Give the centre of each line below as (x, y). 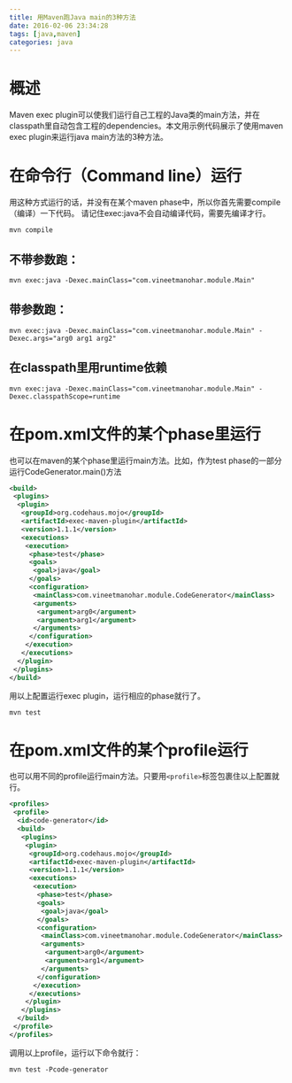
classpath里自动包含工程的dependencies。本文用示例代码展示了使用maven (146, 126)
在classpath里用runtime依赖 (88, 368)
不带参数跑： (44, 259)
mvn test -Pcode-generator (59, 1069)
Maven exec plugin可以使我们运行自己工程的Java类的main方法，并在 (135, 115)
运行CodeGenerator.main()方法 (65, 471)
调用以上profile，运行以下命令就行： (75, 1052)
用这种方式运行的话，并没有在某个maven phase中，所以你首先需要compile (145, 202)
